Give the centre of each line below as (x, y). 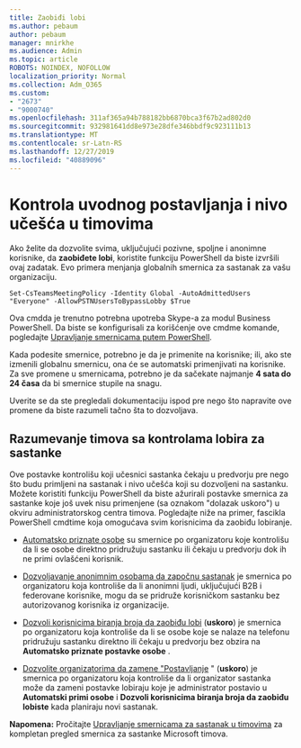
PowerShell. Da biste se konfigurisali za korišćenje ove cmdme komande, (145, 328)
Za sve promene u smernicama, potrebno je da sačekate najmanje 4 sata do (150, 374)
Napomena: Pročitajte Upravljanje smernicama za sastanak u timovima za (146, 725)
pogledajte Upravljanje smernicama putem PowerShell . (111, 338)
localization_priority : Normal (68, 77)
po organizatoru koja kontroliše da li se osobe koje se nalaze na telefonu (156, 632)
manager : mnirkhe (42, 43)
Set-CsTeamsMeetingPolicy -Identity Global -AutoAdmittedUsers (130, 293)
